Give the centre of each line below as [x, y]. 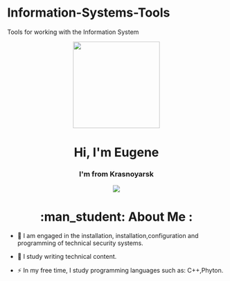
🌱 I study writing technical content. [67, 257]
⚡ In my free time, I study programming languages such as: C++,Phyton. [120, 271]
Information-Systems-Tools [89, 13]
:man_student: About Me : [116, 217]
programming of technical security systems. [80, 243]
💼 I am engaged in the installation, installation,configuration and [108, 236]
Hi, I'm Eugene [116, 153]
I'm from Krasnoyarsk [116, 174]
